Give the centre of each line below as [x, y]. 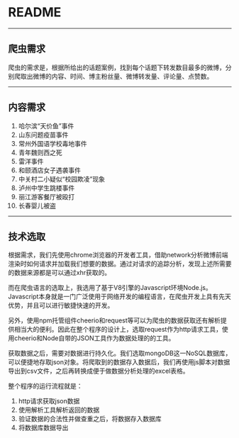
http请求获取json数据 [49, 401]
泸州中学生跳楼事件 [46, 188]
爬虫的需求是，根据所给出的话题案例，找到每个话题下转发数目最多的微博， [117, 67]
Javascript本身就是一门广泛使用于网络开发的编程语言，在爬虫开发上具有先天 [119, 297]
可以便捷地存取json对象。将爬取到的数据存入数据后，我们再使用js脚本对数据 [119, 362]
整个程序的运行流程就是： [45, 386]
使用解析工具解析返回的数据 [59, 410]
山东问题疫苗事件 [43, 135]
